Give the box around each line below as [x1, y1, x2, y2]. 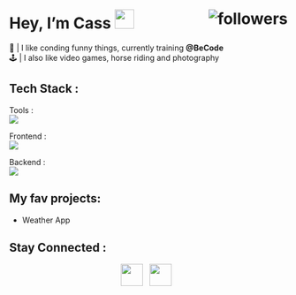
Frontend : [9, 131, 47, 141]
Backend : [9, 156, 46, 167]
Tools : [9, 104, 34, 115]
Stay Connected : [9, 239, 107, 255]
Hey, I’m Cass [9, 13, 112, 34]
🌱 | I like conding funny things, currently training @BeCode [9, 42, 224, 53]
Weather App [21, 215, 71, 225]
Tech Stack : [9, 81, 80, 96]
